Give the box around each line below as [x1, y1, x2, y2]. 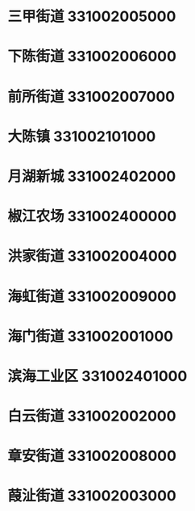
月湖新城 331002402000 [7, 167, 176, 186]
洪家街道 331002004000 [7, 247, 177, 266]
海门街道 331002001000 [7, 327, 174, 346]
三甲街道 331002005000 [7, 7, 176, 26]
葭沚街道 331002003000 [7, 487, 176, 505]
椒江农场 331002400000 [7, 207, 177, 226]
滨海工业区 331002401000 [7, 366, 188, 385]
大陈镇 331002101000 [7, 127, 156, 145]
